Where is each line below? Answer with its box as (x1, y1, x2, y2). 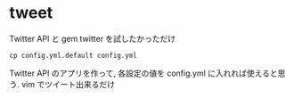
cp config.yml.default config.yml (9, 51, 138, 60)
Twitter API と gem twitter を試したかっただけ (9, 33, 176, 44)
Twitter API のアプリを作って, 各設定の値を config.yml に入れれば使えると (9, 68, 278, 78)
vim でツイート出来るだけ (20, 78, 116, 89)
